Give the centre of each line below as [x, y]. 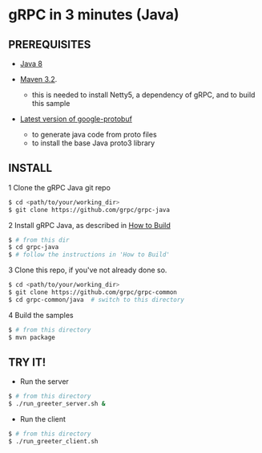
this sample [51, 103]
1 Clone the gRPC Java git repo [59, 187]
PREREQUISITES [50, 45]
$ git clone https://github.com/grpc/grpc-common [93, 292]
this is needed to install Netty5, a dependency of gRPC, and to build [143, 95]
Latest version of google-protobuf [76, 119]
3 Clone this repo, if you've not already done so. [88, 270]
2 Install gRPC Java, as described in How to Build [89, 225]
